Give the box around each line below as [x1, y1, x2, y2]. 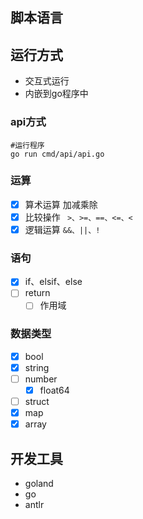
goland [24, 478, 54, 490]
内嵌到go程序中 [24, 88, 89, 100]
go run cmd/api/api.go [10, 149, 105, 159]
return [24, 287, 51, 299]
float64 [39, 384, 70, 396]
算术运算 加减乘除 [24, 198, 98, 210]
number [24, 373, 58, 385]
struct [24, 396, 50, 408]
